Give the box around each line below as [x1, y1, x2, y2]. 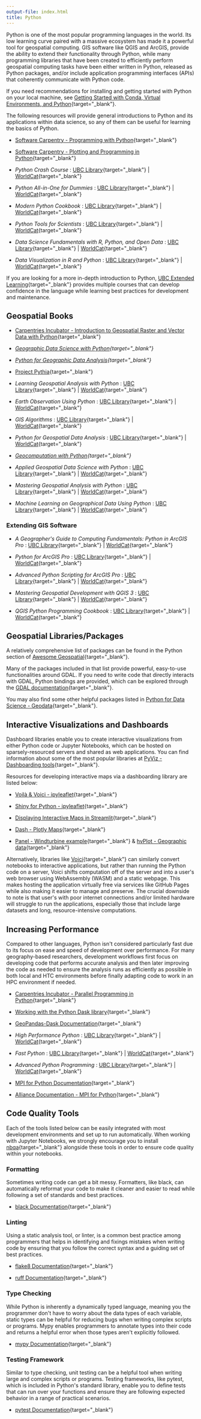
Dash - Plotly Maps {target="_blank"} [14, 826, 106, 833]
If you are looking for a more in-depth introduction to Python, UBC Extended [6, 274, 194, 282]
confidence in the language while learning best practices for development [6, 287, 189, 294]
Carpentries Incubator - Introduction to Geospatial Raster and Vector [14, 327, 185, 334]
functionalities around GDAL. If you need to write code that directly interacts [6, 672, 194, 679]
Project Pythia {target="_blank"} [14, 368, 94, 376]
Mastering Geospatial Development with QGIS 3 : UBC [14, 589, 149, 596]
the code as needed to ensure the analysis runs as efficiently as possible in [6, 966, 192, 973]
